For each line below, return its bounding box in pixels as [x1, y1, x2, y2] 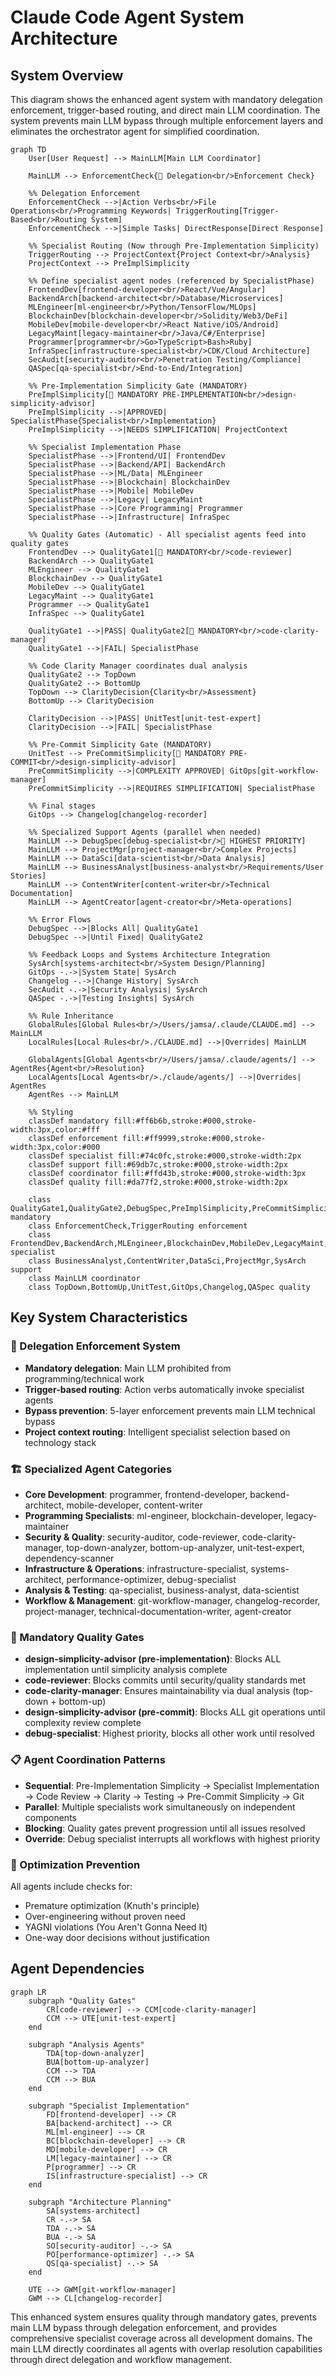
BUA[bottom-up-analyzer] [46, 2057, 150, 2067]
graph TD [10, 145, 47, 155]
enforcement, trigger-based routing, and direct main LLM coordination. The [10, 104, 321, 116]
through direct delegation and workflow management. [10, 2353, 233, 2365]
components [24, 1811, 77, 1823]
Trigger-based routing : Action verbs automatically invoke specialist [24, 1383, 305, 1395]
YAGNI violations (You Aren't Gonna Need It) [24, 1921, 208, 1933]
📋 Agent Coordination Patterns [10, 1753, 166, 1767]
